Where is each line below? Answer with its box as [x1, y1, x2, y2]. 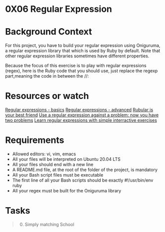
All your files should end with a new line [12, 162, 94, 167]
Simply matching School [24, 221, 74, 227]
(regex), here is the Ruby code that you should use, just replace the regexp [5, 68, 158, 74]
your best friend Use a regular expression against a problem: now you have [5, 112, 159, 118]
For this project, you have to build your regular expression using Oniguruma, [5, 43, 161, 48]
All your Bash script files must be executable [12, 172, 104, 178]
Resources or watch [5, 91, 89, 102]
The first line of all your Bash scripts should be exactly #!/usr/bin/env [12, 177, 154, 183]
